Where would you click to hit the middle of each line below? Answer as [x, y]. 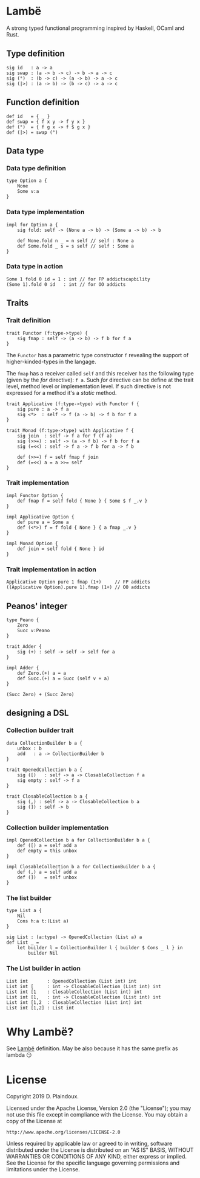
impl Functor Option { [35, 495]
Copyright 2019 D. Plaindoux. [42, 1096]
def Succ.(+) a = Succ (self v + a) [64, 678]
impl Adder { [23, 667]
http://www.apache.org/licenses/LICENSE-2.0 [63, 1132]
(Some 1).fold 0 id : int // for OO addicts [66, 284]
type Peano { [23, 620]
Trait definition [28, 321]
